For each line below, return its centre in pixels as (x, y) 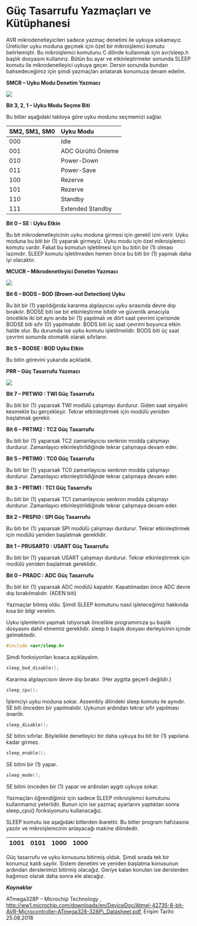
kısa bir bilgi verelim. (31, 611)
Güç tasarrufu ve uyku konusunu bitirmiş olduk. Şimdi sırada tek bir (88, 857)
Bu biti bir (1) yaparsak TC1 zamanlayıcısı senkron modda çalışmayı (87, 499)
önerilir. (15, 714)
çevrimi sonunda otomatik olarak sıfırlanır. (57, 337)
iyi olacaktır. (21, 260)
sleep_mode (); (24, 775)
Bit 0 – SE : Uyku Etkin (33, 223)
